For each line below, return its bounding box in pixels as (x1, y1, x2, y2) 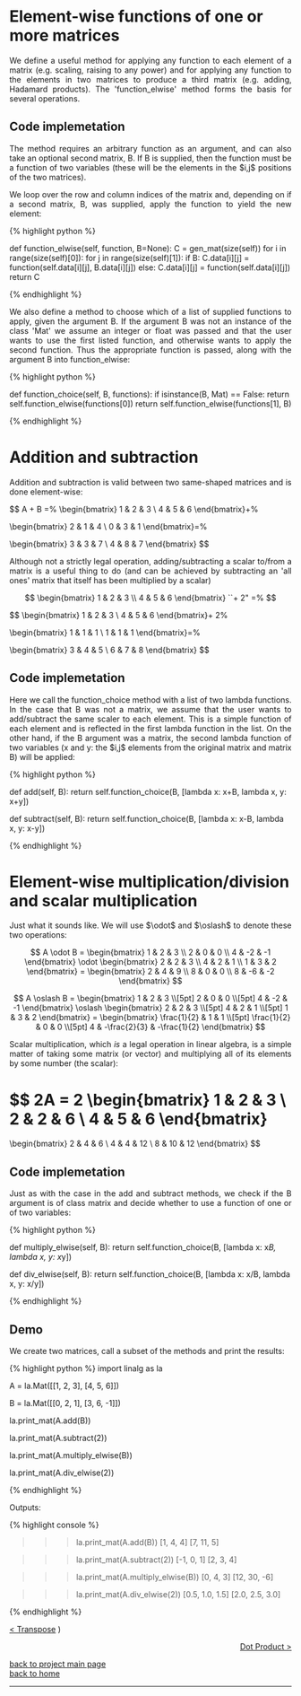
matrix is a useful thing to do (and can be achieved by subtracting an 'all (9, 565, 292, 576)
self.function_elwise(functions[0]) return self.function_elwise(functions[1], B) (9, 398, 292, 409)
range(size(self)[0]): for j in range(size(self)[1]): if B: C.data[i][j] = (9, 252, 250, 263)
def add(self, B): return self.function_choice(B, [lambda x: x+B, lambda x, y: (9, 786, 287, 797)
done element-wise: (9, 486, 83, 497)
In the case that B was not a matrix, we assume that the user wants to (9, 704, 292, 714)
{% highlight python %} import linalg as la (9, 1363, 163, 1374)
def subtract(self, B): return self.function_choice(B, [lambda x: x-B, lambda (9, 813, 284, 824)
